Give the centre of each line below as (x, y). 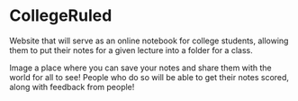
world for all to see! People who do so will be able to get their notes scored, (149, 77)
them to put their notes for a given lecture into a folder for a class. (131, 50)
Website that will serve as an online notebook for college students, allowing (149, 41)
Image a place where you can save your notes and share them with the (140, 68)
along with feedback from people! (72, 87)
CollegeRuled (61, 16)
